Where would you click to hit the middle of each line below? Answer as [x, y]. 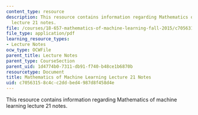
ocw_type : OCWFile [29, 50]
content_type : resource [35, 11]
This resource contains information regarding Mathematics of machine [92, 100]
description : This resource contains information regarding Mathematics [97, 17]
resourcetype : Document [35, 72]
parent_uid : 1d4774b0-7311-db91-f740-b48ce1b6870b [70, 66]
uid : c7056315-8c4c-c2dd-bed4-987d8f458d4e [60, 83]
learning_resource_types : [38, 39]
